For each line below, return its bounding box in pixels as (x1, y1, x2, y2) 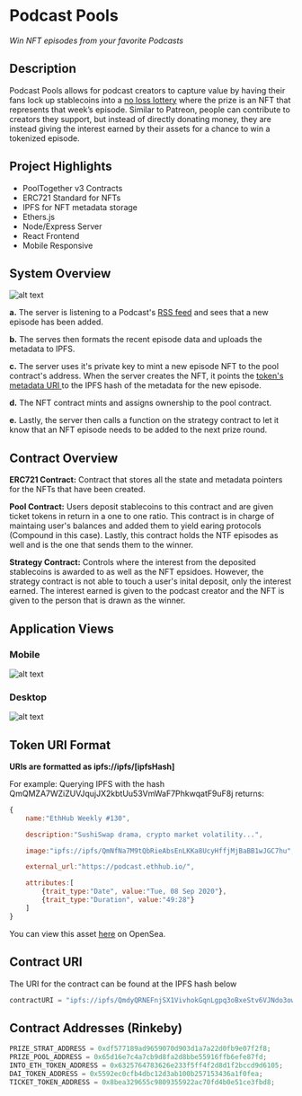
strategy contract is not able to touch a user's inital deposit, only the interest (9, 576, 292, 587)
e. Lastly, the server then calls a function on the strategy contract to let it (9, 415, 280, 426)
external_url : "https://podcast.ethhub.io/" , (25, 862, 195, 871)
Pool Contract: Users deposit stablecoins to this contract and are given (9, 501, 274, 512)
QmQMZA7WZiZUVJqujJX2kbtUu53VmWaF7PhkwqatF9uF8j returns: (9, 788, 265, 799)
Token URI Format (9, 738, 111, 753)
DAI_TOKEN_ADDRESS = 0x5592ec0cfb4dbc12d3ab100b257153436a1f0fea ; (9, 1069, 263, 1078)
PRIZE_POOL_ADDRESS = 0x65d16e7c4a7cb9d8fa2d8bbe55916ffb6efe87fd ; (9, 1053, 268, 1062)
